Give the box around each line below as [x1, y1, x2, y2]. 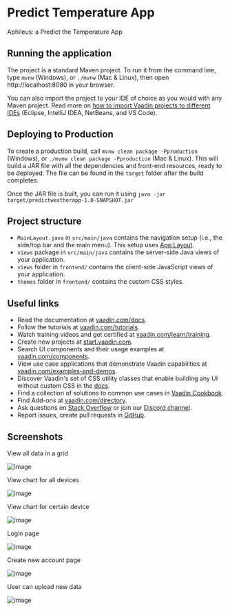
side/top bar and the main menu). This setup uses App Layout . [17, 241, 195, 249]
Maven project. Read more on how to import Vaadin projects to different [7, 101, 211, 110]
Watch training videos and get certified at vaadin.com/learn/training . [17, 331, 211, 339]
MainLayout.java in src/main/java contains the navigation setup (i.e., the [17, 234, 222, 242]
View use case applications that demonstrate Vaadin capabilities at [17, 360, 207, 368]
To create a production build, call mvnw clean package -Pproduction [7, 147, 198, 155]
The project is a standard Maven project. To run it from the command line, [7, 65, 217, 74]
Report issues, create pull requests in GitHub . [17, 411, 146, 420]
